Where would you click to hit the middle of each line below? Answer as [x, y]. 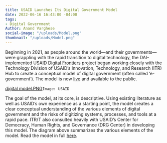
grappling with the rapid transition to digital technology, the [78, 57]
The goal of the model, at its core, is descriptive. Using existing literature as [83, 98]
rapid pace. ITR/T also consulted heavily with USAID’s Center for [72, 119]
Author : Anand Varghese [30, 29]
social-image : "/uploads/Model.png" [43, 33]
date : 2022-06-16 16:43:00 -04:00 [41, 15]
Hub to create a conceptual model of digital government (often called [76, 73]
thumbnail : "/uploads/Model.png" [40, 38]
